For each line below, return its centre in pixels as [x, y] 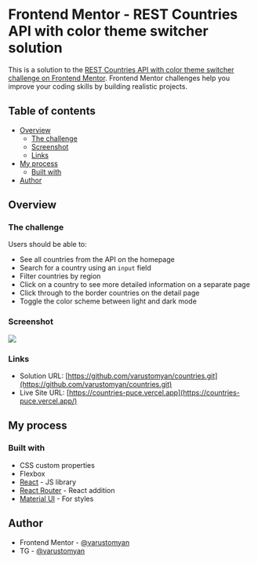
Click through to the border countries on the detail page [109, 293]
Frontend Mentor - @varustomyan [74, 542]
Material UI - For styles [56, 499]
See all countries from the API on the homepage [97, 259]
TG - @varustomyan [52, 550]
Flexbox [32, 473]
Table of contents [52, 111]
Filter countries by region [60, 276]
